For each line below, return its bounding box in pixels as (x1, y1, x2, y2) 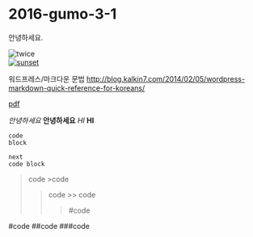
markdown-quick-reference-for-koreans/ (8, 83, 145, 93)
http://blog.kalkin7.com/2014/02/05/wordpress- (86, 74, 245, 83)
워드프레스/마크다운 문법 (8, 74, 85, 83)
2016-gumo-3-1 (8, 5, 117, 23)
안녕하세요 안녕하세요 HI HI (8, 115, 95, 125)
